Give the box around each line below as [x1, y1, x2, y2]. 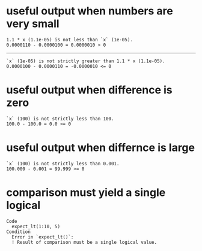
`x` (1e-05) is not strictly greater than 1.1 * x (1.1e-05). [6, 58, 165, 64]
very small [6, 17, 60, 31]
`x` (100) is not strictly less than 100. [6, 116, 114, 122]
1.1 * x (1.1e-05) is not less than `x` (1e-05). [6, 37, 133, 43]
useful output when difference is [6, 83, 173, 97]
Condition [6, 229, 31, 235]
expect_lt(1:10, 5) [11, 223, 61, 229]
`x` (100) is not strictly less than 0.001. [6, 161, 120, 167]
